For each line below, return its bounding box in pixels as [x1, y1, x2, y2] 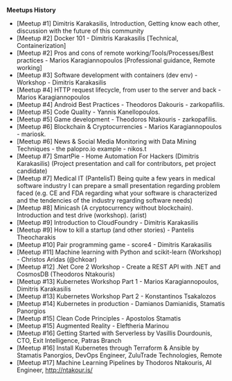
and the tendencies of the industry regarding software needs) [16, 196, 193, 204]
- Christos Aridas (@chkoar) [16, 255, 98, 263]
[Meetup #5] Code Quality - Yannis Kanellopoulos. [16, 108, 161, 116]
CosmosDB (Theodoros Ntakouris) [16, 270, 116, 278]
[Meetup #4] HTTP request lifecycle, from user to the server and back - [16, 86, 222, 94]
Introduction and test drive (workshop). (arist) [16, 211, 147, 219]
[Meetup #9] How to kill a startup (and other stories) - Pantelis [16, 226, 195, 234]
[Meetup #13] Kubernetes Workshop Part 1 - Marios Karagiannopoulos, [16, 278, 219, 285]
